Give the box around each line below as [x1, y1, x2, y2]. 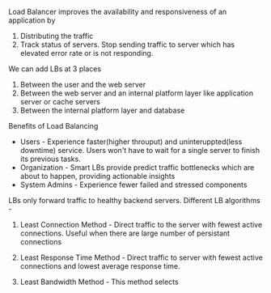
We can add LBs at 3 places [8, 64, 102, 74]
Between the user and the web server [19, 80, 146, 89]
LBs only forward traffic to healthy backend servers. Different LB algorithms [8, 196, 260, 205]
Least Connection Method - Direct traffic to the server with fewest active [19, 220, 263, 229]
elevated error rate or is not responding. [19, 49, 154, 57]
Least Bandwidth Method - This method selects [19, 277, 180, 287]
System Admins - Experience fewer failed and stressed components [19, 180, 248, 189]
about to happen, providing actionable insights [19, 172, 176, 180]
